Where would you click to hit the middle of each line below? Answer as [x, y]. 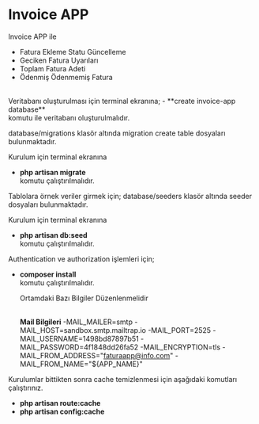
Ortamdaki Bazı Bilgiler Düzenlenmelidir [84, 298]
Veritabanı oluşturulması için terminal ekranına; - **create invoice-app [122, 101]
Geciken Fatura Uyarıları [59, 60]
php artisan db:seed [54, 235]
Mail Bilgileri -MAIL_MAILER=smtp [76, 322]
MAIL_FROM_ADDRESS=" [62, 355]
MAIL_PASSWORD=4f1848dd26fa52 [79, 347]
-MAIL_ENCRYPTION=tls [180, 347]
